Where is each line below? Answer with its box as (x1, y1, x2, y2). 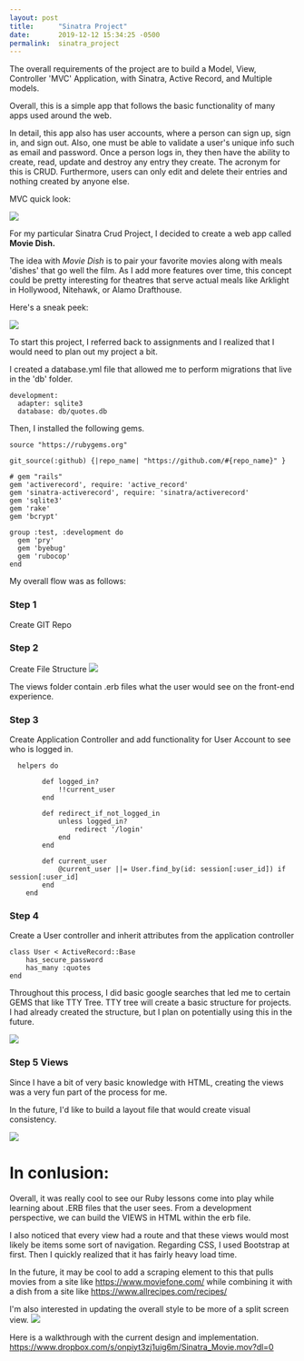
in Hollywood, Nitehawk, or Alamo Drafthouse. (9, 284, 182, 295)
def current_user (42, 857, 107, 866)
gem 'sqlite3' (9, 496, 64, 505)
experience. (9, 690, 54, 701)
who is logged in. (9, 744, 74, 755)
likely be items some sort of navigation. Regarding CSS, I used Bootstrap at (9, 1239, 290, 1250)
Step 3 (9, 713, 39, 726)
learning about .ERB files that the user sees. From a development (9, 1202, 252, 1213)
